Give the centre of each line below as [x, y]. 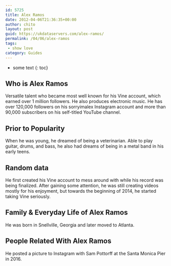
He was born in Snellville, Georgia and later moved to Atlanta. [70, 225]
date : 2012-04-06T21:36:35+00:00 [41, 19]
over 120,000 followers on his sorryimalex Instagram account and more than [86, 107]
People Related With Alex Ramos [58, 241]
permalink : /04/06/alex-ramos [38, 39]
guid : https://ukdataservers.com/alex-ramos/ [55, 34]
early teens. [18, 152]
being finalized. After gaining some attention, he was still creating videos [82, 186]
